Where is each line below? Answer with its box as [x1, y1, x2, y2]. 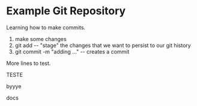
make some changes [14, 35, 67, 42]
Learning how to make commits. [6, 24, 86, 31]
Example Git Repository [6, 4, 126, 18]
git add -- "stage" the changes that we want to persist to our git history [14, 42, 191, 49]
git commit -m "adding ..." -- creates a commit [14, 48, 130, 55]
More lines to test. [6, 60, 51, 67]
